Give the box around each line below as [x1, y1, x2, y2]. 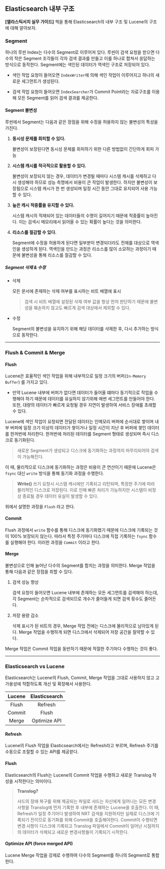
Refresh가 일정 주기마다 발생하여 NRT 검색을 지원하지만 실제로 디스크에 [17, 810, 155, 816]
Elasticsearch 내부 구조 [5, 4, 75, 13]
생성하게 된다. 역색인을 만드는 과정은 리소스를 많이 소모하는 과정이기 [21, 246, 151, 252]
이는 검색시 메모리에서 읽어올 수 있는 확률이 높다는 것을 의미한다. [19, 219, 142, 225]
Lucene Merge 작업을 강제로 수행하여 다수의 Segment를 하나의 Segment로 [5, 852, 151, 858]
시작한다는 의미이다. [14, 778, 53, 784]
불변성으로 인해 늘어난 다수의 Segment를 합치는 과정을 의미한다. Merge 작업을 [5, 562, 156, 568]
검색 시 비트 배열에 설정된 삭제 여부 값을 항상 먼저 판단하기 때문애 [24, 299, 149, 305]
